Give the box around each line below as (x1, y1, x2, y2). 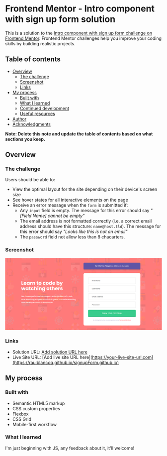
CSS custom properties (12, 405, 61, 411)
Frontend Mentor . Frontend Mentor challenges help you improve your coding (5, 35, 162, 41)
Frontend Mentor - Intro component (5, 3, 155, 14)
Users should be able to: (5, 177, 56, 183)
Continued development (19, 105, 70, 111)
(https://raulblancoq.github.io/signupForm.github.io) (12, 359, 119, 365)
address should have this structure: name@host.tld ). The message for (19, 224, 162, 229)
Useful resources (19, 111, 56, 116)
